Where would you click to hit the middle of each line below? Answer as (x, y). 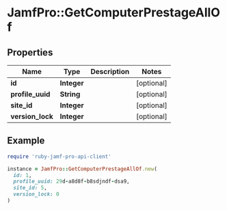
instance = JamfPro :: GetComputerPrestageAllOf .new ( (82, 169)
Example (26, 141)
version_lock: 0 (36, 194)
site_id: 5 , (30, 188)
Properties (30, 52)
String (70, 94)
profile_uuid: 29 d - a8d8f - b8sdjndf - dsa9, (71, 182)
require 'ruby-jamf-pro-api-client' (59, 156)
